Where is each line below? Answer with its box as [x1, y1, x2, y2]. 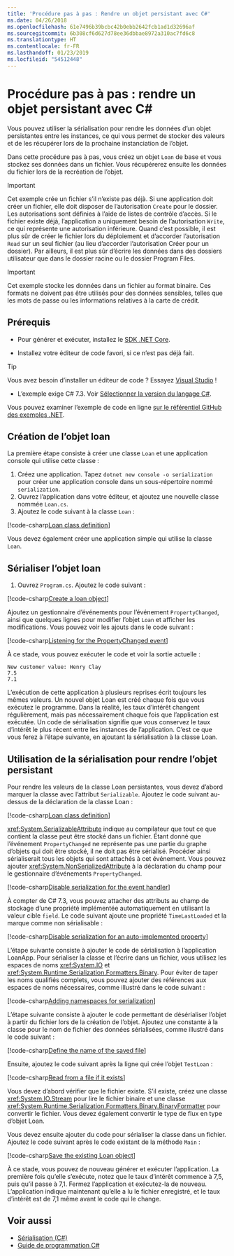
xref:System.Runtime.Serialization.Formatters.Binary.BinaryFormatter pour [7, 1101, 221, 1110]
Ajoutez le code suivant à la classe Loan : [17, 507, 135, 516]
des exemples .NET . [7, 410, 65, 419]
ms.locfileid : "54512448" [7, 56, 82, 63]
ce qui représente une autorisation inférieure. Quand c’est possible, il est [7, 224, 217, 233]
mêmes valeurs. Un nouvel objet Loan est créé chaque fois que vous [7, 696, 205, 704]
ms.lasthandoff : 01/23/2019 [7, 50, 89, 57]
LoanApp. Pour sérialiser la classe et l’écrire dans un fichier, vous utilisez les [7, 953, 227, 962]
